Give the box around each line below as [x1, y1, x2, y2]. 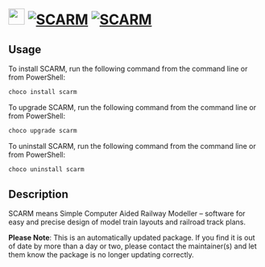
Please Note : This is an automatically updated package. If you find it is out [8, 233, 255, 243]
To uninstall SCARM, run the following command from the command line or [8, 141, 256, 150]
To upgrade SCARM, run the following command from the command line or [8, 102, 256, 112]
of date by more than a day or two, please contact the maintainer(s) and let [8, 241, 258, 251]
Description [8, 187, 68, 201]
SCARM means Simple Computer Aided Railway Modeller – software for [8, 209, 246, 219]
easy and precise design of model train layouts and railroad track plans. [8, 217, 246, 227]
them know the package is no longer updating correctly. [8, 250, 195, 260]
